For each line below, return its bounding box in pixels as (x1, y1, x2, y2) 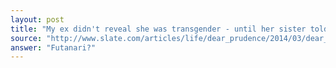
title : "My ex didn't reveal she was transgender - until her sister (10, 24, 307, 34)
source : (10, 33, 43, 43)
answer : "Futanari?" (10, 42, 97, 53)
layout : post (10, 14, 65, 25)
